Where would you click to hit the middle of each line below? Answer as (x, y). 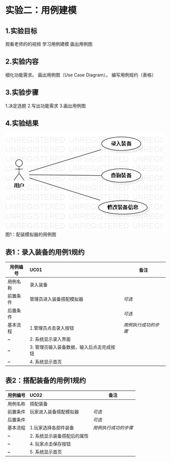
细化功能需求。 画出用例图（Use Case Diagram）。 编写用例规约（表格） (81, 75)
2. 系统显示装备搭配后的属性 (59, 436)
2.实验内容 (22, 62)
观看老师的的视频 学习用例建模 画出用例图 (49, 44)
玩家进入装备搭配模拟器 (54, 412)
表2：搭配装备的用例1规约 (46, 381)
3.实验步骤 (22, 92)
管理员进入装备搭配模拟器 (56, 299)
